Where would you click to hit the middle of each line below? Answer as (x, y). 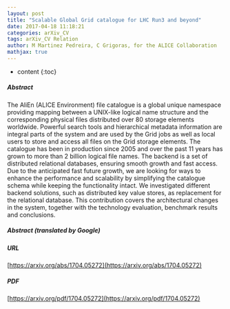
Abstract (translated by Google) (54, 230)
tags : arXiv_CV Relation (43, 39)
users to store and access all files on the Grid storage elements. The (104, 141)
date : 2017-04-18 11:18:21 (46, 26)
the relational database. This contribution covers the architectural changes (113, 200)
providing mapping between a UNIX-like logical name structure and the (108, 112)
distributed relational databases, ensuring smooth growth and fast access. (113, 163)
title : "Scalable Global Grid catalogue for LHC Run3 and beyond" (104, 20)
